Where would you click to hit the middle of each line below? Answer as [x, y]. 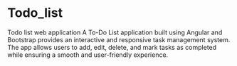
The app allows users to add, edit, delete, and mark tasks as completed [112, 47]
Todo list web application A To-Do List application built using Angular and [115, 32]
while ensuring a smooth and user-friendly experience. [88, 55]
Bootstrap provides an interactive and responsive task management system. [119, 39]
